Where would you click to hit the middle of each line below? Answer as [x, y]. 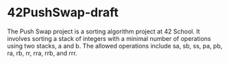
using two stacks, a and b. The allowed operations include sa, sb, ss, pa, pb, [115, 46]
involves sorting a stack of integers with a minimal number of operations [109, 38]
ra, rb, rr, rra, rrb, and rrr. [42, 53]
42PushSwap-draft [63, 13]
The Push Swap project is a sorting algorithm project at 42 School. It [104, 31]
